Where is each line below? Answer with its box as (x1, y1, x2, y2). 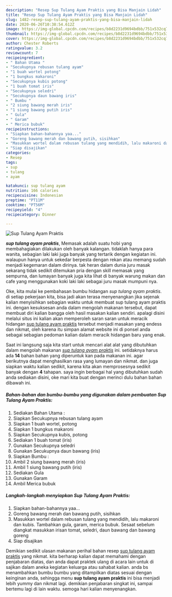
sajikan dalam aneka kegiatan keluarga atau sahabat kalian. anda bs (6, 564, 149, 570)
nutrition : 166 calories (6, 188, 59, 194)
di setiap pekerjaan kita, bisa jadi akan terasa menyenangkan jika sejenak (6, 294, 160, 300)
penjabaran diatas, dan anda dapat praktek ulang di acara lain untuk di (6, 559, 154, 565)
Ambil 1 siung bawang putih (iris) (13, 464, 82, 471)
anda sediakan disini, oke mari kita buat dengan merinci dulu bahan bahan (6, 374, 162, 380)
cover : (6, 36, 20, 41)
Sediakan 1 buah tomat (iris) (13, 437, 72, 443)
